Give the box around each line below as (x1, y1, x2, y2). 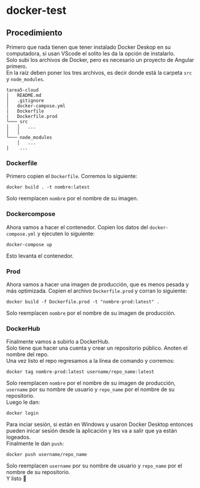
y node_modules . (6, 76, 45, 82)
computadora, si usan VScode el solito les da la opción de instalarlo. (6, 50, 175, 57)
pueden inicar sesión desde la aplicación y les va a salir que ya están (6, 427, 177, 434)
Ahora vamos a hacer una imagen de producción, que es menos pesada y (6, 280, 189, 288)
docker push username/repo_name (6, 452, 87, 458)
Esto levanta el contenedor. (6, 252, 74, 259)
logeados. (6, 434, 31, 441)
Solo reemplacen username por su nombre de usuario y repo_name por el (6, 462, 183, 469)
